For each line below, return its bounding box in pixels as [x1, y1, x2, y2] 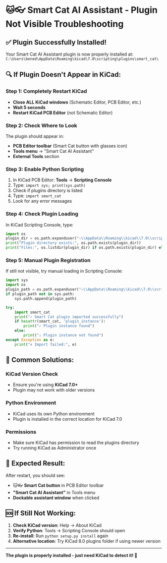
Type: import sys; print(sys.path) [12, 182, 86, 188]
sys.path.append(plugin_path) [14, 296, 77, 301]
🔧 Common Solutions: [5, 356, 74, 364]
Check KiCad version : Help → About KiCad [12, 522, 102, 528]
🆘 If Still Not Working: [5, 509, 76, 517]
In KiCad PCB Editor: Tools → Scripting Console [12, 177, 112, 183]
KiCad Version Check [5, 370, 58, 377]
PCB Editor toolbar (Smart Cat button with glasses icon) [12, 143, 128, 149]
